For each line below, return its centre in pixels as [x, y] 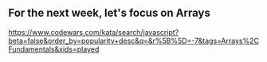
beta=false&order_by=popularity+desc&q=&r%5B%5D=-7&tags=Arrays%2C [133, 41]
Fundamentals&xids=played [54, 49]
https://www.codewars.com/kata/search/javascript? [94, 32]
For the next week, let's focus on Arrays [110, 13]
